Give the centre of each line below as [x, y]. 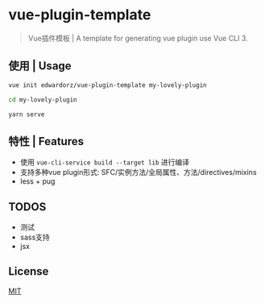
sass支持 [35, 237]
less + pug [37, 181]
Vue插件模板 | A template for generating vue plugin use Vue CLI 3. [138, 38]
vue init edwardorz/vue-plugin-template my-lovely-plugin [108, 85]
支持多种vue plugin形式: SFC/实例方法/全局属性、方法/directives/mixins [138, 172]
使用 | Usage [40, 66]
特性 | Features [46, 141]
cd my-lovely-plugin [43, 100]
